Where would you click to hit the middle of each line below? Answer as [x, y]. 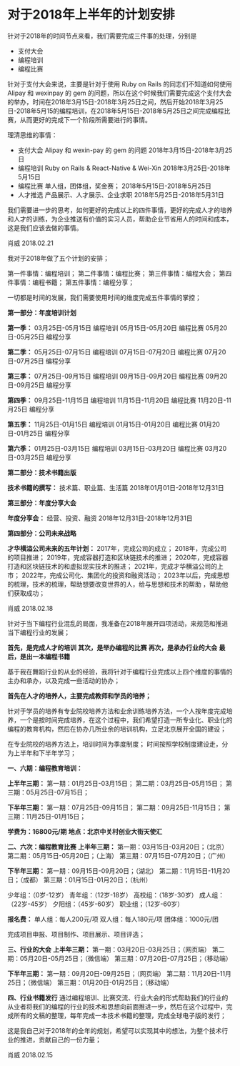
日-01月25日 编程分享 [39, 433]
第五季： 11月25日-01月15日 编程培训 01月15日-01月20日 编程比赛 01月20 [114, 424]
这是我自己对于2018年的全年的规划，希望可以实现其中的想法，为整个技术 [115, 1030]
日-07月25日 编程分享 [39, 361]
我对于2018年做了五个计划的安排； [58, 258]
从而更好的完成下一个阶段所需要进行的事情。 [85, 119]
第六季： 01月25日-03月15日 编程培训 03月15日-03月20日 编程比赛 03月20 [117, 448]
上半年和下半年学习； [45, 753]
